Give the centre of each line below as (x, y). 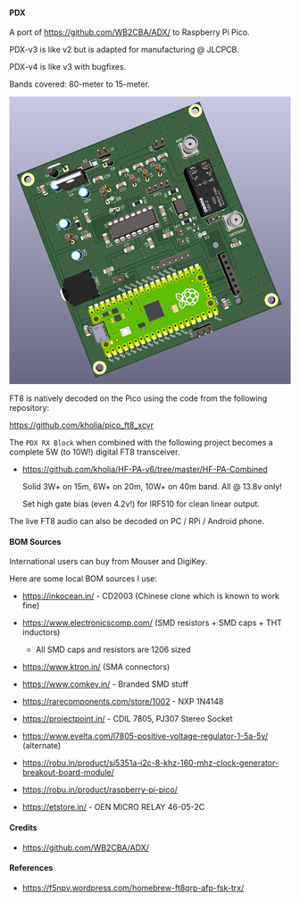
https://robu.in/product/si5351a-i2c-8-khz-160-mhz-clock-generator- (150, 763)
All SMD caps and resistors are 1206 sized (113, 650)
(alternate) (42, 746)
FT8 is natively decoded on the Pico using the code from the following (138, 398)
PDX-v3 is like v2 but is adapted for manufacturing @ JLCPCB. (124, 50)
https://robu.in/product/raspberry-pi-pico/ (100, 789)
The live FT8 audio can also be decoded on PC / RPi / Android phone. (137, 522)
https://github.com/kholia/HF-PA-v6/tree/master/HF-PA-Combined (145, 470)
